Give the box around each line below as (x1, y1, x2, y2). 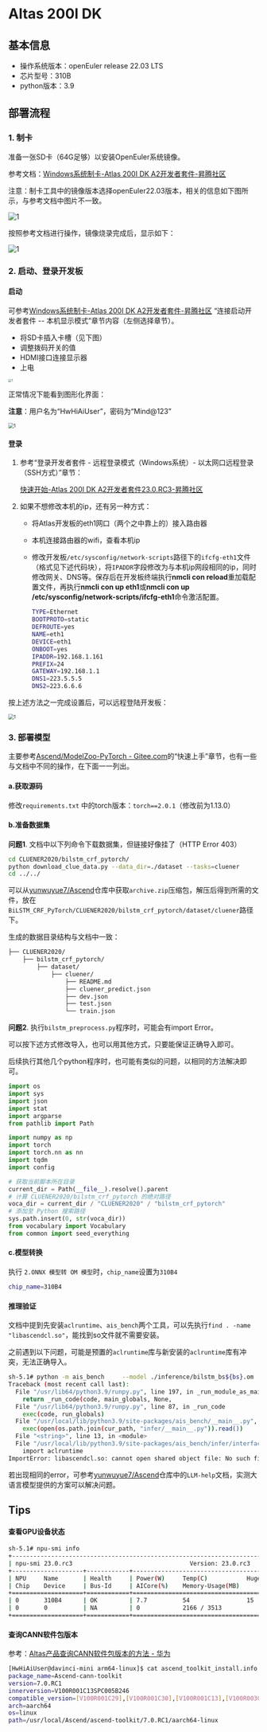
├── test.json (64, 1000, 112, 1008)
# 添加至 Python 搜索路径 (8, 1207, 86, 1215)
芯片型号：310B (19, 71, 72, 80)
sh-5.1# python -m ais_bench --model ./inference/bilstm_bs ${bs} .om (8, 1373, 254, 1382)
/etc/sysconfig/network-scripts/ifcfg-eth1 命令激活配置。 (31, 592, 224, 602)
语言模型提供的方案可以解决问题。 (8, 1480, 120, 1489)
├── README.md (64, 977, 112, 986)
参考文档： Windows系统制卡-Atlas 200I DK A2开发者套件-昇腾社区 (8, 169, 226, 178)
